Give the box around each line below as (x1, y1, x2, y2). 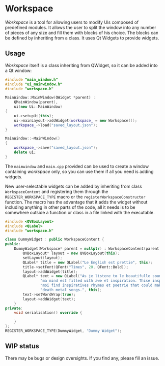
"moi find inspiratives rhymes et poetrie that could (40, 283, 153, 288)
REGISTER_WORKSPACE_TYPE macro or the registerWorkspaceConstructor (5, 194, 146, 200)
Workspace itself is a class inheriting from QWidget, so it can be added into (5, 62, 158, 68)
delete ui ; (14, 150, 36, 155)
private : (5, 306, 23, 311)
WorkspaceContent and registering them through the (5, 188, 109, 195)
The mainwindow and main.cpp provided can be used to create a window (5, 163, 149, 169)
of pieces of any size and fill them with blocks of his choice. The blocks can (5, 30, 159, 35)
